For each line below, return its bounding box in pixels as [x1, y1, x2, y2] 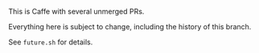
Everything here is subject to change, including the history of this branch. [8, 22, 252, 31]
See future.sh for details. [8, 37, 93, 47]
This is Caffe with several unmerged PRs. [8, 7, 145, 16]
